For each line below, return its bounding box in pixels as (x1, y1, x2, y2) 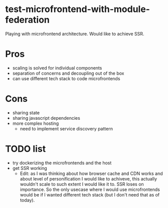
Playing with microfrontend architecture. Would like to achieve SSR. (5, 31, 144, 37)
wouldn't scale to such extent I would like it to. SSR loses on (20, 181, 144, 187)
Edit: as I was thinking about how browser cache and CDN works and (20, 170, 163, 176)
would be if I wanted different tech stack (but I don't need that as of (20, 191, 160, 197)
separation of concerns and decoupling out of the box (12, 70, 124, 76)
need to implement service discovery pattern (20, 125, 113, 131)
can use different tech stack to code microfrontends (12, 75, 120, 81)
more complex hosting (12, 120, 59, 126)
